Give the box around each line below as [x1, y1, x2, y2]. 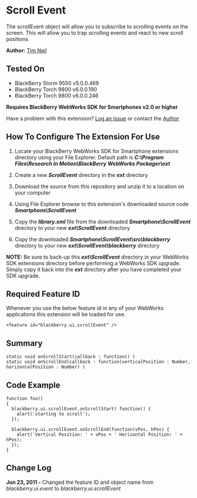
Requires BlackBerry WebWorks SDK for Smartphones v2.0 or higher [6, 103, 178, 111]
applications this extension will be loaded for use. [6, 311, 126, 318]
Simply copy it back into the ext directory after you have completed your [6, 266, 182, 273]
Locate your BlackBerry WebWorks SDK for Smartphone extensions [14, 148, 179, 155]
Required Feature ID [6, 289, 81, 299]
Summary [6, 338, 43, 348]
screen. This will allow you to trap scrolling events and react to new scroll [6, 29, 183, 36]
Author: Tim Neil [6, 46, 47, 54]
